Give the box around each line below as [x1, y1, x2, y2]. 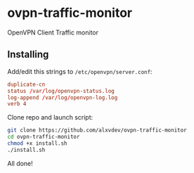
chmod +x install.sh [7, 140, 68, 147]
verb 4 [7, 101, 27, 108]
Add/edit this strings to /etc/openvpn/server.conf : [7, 67, 153, 75]
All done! [7, 159, 33, 167]
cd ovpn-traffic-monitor [7, 134, 80, 141]
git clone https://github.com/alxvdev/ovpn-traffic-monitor [7, 127, 188, 134]
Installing [7, 49, 49, 60]
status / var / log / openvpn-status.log [7, 87, 115, 94]
